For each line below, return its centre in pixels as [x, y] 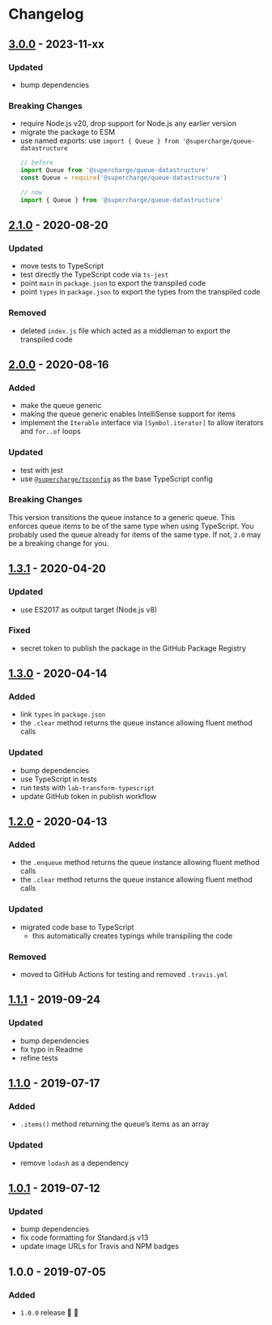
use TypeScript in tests [58, 779]
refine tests [39, 1058]
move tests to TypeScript [62, 266]
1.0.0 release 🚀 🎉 [49, 1313]
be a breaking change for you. [59, 543]
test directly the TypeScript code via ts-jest [94, 275]
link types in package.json [63, 714]
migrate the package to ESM [68, 132]
